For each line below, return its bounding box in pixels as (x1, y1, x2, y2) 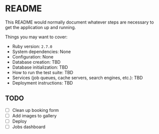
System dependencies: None (12, 49, 71, 54)
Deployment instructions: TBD (12, 80, 73, 86)
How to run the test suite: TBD (12, 69, 74, 75)
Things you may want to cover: (5, 34, 68, 40)
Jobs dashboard (12, 124, 46, 130)
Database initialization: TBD (12, 64, 68, 70)
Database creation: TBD (12, 59, 61, 65)
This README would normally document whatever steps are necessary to (5, 19, 154, 25)
